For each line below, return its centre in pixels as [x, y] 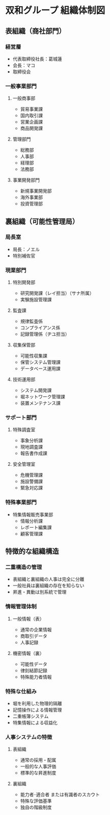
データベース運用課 [40, 369]
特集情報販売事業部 [33, 514]
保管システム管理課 [40, 362]
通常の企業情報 [36, 629]
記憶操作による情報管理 [37, 710]
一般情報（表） [28, 619]
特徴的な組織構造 [32, 551]
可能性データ [34, 664]
